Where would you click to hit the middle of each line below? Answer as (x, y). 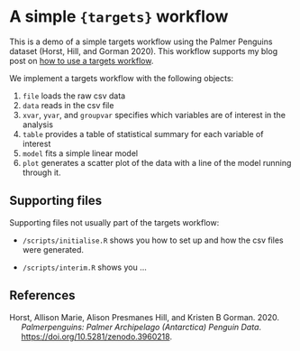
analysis (38, 125)
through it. (41, 172)
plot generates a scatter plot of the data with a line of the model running (157, 162)
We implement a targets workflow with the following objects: (122, 78)
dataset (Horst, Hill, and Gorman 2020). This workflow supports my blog (143, 51)
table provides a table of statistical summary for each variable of (143, 134)
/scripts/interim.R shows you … (84, 267)
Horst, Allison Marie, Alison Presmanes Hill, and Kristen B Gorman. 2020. (144, 317)
